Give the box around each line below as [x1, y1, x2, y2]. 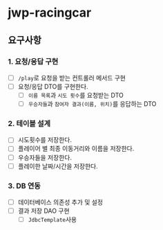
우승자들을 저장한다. [17, 153, 72, 161]
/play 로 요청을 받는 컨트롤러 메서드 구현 [17, 73, 126, 82]
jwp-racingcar [8, 5, 92, 21]
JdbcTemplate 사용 [28, 215, 77, 224]
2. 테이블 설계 [8, 119, 51, 129]
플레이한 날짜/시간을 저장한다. [17, 161, 99, 170]
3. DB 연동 [8, 181, 41, 191]
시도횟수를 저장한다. [17, 136, 72, 144]
